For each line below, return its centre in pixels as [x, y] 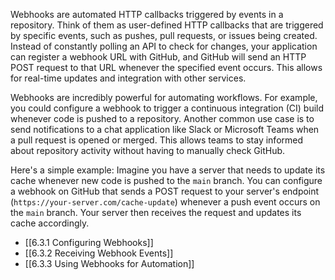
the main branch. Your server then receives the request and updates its [156, 212]
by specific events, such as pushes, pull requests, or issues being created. [164, 35]
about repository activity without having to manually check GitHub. [148, 150]
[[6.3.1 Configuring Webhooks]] [89, 242]
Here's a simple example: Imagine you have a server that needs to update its [168, 170]
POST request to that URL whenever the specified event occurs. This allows [166, 67]
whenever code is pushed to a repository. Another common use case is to [162, 118]
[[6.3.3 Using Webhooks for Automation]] [109, 263]
